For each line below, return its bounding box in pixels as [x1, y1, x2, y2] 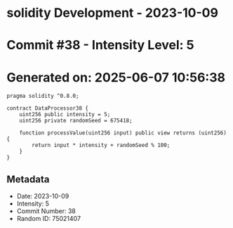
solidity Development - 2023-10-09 [6, 5, 219, 21]
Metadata [6, 173, 50, 185]
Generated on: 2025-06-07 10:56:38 [6, 69, 226, 85]
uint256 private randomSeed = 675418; [19, 118, 133, 125]
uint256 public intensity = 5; [19, 111, 111, 118]
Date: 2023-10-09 [16, 192, 69, 201]
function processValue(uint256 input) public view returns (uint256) [19, 129, 227, 137]
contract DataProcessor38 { [6, 105, 89, 112]
